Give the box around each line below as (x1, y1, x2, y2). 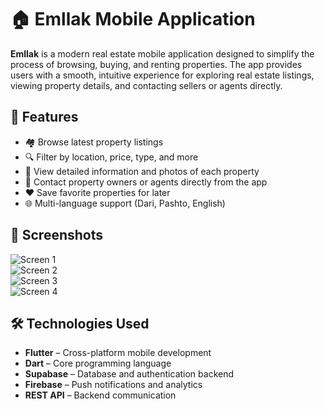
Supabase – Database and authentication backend (24, 368, 235, 380)
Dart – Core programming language (24, 357, 172, 370)
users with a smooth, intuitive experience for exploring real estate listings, (10, 69, 315, 81)
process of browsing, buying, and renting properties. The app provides (10, 58, 303, 70)
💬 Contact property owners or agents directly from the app (24, 176, 268, 188)
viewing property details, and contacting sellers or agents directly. (10, 79, 283, 91)
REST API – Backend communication (24, 389, 177, 401)
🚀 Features (10, 109, 79, 126)
